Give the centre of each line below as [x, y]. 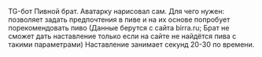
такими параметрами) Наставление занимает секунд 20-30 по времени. [131, 45]
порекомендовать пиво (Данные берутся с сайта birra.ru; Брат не [119, 28]
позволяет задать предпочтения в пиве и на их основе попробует [119, 20]
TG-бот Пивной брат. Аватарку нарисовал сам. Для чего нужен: [116, 11]
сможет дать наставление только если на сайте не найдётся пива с [122, 36]
